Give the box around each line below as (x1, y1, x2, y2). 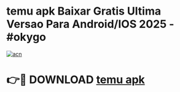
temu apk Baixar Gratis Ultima (6, 4, 162, 18)
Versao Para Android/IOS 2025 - (6, 17, 174, 31)
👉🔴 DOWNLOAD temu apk (6, 73, 146, 87)
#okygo (6, 30, 47, 44)
